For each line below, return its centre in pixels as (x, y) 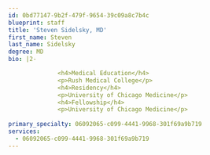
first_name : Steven (40, 37)
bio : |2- (22, 59)
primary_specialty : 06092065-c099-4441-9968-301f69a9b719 (105, 124)
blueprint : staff (37, 23)
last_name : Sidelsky (42, 45)
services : (24, 132)
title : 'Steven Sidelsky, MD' (58, 30)
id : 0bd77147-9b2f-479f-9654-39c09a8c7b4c (79, 15)
